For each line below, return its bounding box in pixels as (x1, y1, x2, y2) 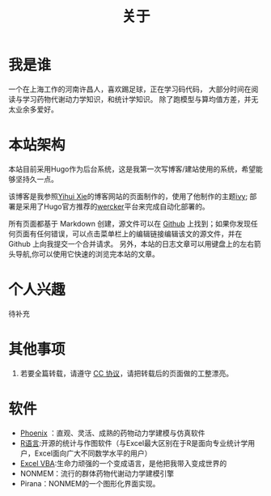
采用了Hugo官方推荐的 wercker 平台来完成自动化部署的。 (22, 201, 210, 211)
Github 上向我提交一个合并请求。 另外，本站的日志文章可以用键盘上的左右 (8, 239, 255, 248)
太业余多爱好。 (8, 104, 58, 114)
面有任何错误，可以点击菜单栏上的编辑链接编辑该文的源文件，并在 (22, 228, 243, 239)
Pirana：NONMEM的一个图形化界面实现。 (19, 478, 160, 488)
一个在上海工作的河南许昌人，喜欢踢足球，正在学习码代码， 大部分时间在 (8, 84, 252, 94)
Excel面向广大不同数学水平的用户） (34, 448, 152, 458)
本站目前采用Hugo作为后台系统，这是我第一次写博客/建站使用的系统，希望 (8, 163, 256, 174)
